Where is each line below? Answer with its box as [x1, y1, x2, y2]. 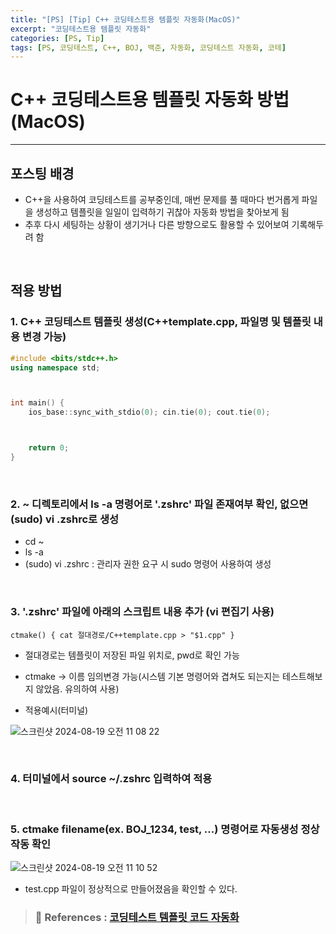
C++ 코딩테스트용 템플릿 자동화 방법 [10, 89, 290, 111]
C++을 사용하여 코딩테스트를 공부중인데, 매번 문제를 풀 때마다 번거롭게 [24, 194, 300, 205]
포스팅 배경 [10, 165, 75, 182]
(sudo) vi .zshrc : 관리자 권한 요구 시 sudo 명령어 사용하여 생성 [24, 558, 272, 570]
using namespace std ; [10, 362, 101, 373]
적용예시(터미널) [24, 704, 89, 716]
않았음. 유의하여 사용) [35, 682, 120, 695]
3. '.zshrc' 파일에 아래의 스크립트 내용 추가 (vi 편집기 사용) [10, 605, 275, 619]
